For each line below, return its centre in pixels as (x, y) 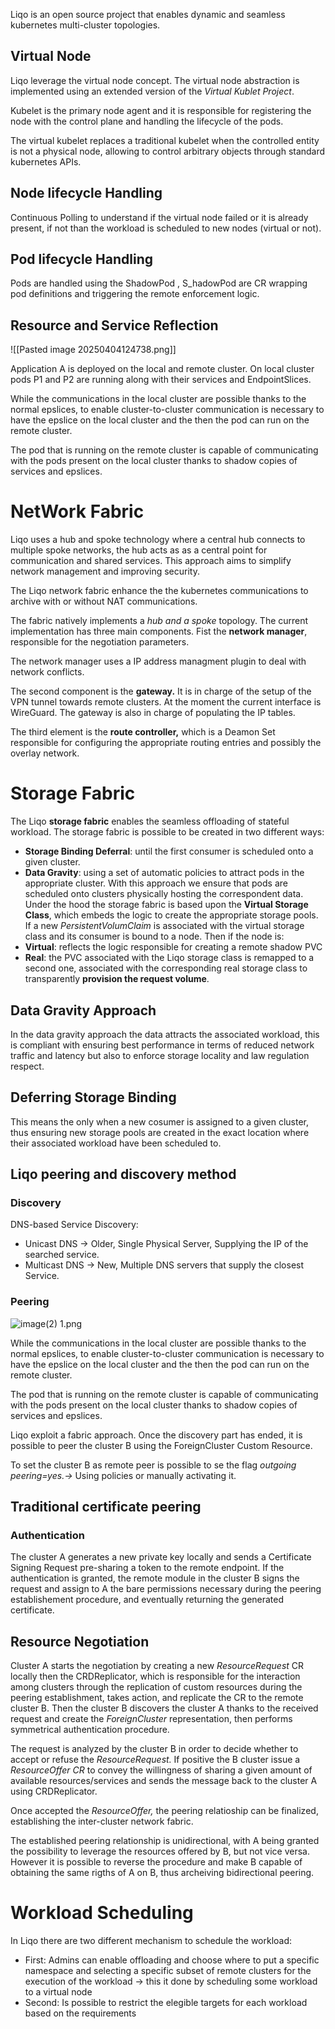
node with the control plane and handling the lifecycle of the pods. (147, 121)
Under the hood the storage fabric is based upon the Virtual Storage (166, 905)
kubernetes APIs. (46, 161)
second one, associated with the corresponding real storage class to (166, 968)
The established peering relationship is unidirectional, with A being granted (165, 1841)
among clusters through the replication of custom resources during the (156, 1687)
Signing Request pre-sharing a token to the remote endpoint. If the (147, 1568)
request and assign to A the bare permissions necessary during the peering (166, 1589)
